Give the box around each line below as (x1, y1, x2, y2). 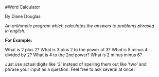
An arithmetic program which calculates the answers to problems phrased (5, 23, 155, 29)
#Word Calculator (5, 4, 40, 10)
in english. (5, 28, 26, 33)
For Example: (5, 37, 33, 43)
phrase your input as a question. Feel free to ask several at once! (5, 66, 135, 72)
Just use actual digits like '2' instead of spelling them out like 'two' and (5, 62, 147, 67)
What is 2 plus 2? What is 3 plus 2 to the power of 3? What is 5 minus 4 (5, 47, 148, 52)
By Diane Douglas (5, 14, 41, 19)
